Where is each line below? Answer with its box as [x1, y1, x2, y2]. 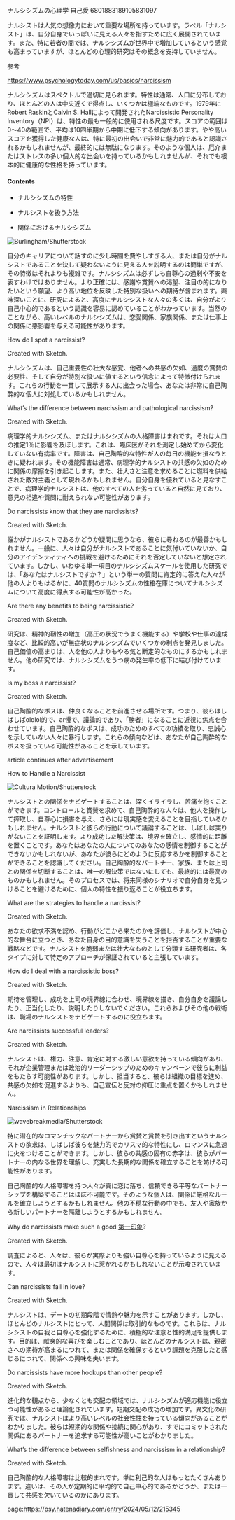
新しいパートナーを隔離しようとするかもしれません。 [13, 1208, 166, 1216]
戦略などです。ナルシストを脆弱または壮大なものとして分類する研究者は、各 [7, 944, 227, 953]
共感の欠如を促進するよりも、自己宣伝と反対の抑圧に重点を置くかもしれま [7, 1081, 222, 1089]
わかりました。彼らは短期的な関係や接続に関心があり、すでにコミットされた [7, 1423, 228, 1431]
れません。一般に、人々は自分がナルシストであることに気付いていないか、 [7, 544, 222, 552]
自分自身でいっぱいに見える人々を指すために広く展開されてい [37, 30, 215, 38]
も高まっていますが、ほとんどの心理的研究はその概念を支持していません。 [7, 48, 221, 55]
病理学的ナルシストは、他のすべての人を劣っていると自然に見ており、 [25, 484, 226, 493]
